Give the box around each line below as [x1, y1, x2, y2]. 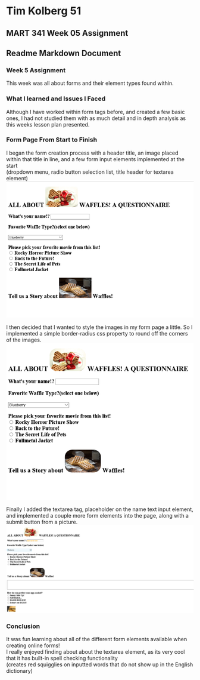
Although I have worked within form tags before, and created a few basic [6, 108, 185, 115]
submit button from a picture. [6, 518, 78, 525]
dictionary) [6, 667, 33, 675]
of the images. [6, 336, 42, 343]
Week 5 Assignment [6, 66, 66, 74]
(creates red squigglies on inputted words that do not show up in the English [6, 661, 193, 668]
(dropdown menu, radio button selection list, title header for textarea [6, 168, 174, 176]
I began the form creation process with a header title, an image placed [6, 149, 179, 156]
